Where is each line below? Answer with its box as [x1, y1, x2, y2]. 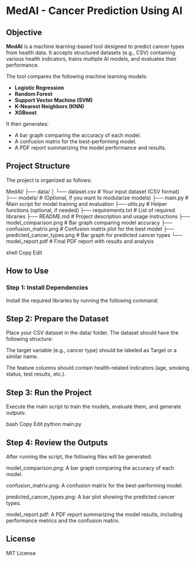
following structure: [6, 335, 53, 343]
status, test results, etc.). [6, 370, 66, 378]
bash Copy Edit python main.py [6, 421, 82, 428]
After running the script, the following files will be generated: [6, 453, 152, 460]
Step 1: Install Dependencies [6, 284, 89, 292]
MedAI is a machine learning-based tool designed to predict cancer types [6, 43, 184, 50]
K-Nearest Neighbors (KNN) [14, 103, 85, 109]
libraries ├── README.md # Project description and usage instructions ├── [6, 212, 190, 220]
